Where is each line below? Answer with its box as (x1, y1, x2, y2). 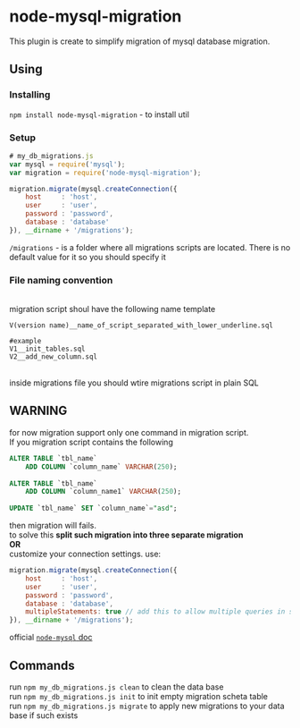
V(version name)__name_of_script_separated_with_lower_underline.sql (9, 321, 274, 330)
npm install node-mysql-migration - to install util (9, 109, 190, 120)
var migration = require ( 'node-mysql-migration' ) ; (9, 168, 202, 177)
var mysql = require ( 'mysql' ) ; (9, 159, 126, 169)
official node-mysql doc (9, 632, 93, 643)
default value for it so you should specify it (9, 251, 167, 262)
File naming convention (9, 274, 113, 286)
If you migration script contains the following (9, 436, 174, 447)
